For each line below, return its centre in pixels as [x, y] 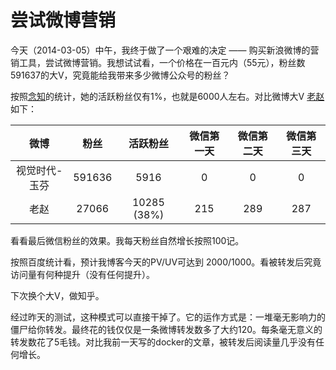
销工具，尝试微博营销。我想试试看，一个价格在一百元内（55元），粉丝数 [158, 62]
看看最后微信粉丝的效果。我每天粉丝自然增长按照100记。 [127, 240]
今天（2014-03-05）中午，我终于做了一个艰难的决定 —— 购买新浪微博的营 [165, 50]
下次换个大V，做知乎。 [57, 295]
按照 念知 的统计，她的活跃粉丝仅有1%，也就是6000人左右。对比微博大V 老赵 [167, 96]
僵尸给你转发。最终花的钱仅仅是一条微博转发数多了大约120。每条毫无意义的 [166, 329]
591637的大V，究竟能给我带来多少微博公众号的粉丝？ [120, 75]
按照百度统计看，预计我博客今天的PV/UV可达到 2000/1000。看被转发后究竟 [166, 262]
